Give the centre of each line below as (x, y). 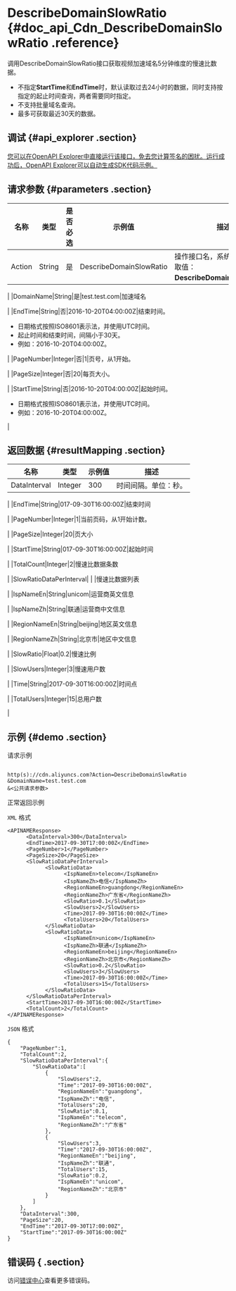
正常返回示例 (26, 803)
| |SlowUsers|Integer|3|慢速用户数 (57, 669)
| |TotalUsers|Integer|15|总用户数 (54, 699)
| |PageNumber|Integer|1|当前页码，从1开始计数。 (79, 519)
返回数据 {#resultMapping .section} (86, 450)
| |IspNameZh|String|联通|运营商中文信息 (66, 609)
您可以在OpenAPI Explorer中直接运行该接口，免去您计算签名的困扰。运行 (113, 156)
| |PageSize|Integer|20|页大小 (50, 534)
